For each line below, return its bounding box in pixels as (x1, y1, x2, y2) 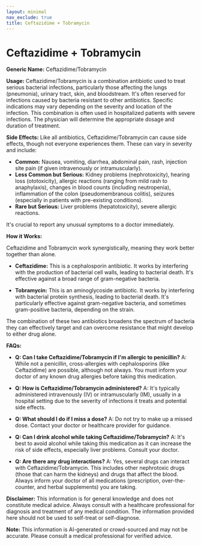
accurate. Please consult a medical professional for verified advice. (6, 532, 173, 540)
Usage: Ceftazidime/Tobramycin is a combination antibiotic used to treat (6, 78, 186, 85)
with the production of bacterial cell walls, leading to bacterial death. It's (14, 269, 194, 276)
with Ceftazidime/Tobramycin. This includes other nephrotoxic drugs (14, 464, 185, 472)
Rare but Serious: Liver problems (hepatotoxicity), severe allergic (14, 203, 177, 211)
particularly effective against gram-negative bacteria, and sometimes (14, 300, 186, 307)
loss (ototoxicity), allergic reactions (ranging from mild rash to (14, 177, 168, 185)
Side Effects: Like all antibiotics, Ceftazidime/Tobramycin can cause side (6, 134, 187, 141)
